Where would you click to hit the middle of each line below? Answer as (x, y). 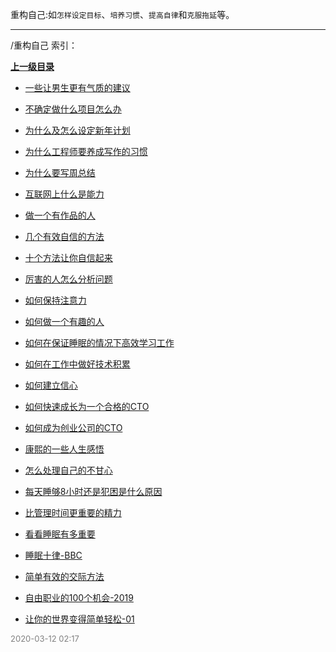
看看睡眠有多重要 (60, 534)
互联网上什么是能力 (64, 194)
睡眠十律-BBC (53, 555)
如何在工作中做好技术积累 (77, 364)
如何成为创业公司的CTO (73, 427)
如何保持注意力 (55, 300)
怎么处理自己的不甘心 (68, 470)
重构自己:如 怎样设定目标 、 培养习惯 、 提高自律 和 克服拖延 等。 (122, 14)
